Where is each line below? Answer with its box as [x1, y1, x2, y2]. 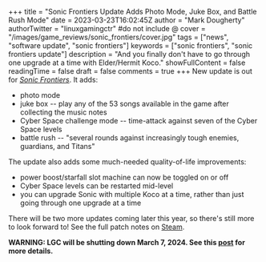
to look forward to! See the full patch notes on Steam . [8, 222, 185, 232]
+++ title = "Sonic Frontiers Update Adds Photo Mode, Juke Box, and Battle [8, 7, 257, 16]
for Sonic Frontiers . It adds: [8, 75, 99, 84]
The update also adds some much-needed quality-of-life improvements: [8, 157, 247, 167]
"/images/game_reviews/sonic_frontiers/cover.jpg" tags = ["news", [8, 32, 229, 42]
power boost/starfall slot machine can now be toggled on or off [19, 172, 229, 182]
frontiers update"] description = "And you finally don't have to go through [8, 50, 251, 58]
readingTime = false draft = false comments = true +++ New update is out [8, 67, 252, 75]
